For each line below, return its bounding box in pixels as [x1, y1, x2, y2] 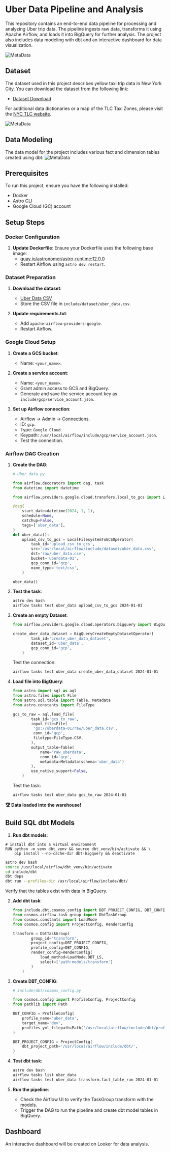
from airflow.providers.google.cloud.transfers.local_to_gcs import [12, 495, 161, 500]
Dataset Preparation [5, 273, 56, 281]
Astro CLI [12, 198, 32, 204]
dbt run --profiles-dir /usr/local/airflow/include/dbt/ [5, 879, 128, 884]
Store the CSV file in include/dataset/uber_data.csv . [20, 300, 131, 307]
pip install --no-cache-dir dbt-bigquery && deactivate [14, 851, 135, 856]
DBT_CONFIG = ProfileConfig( [12, 1011, 75, 1017]
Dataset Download [12, 95, 52, 101]
